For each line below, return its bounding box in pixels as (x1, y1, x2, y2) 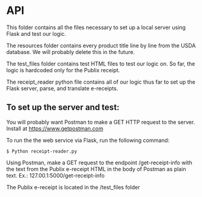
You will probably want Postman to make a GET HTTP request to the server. (6, 118, 195, 125)
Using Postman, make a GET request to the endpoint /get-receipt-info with (6, 159, 192, 166)
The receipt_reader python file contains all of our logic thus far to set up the (6, 78, 196, 85)
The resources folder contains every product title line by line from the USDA (6, 42, 196, 49)
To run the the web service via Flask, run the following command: (6, 136, 170, 144)
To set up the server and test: (6, 102, 120, 113)
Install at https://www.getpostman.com (6, 125, 104, 132)
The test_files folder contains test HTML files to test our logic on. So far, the (6, 60, 195, 67)
